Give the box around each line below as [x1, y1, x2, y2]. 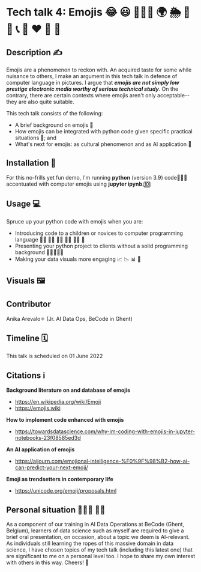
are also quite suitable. [18, 98, 75, 105]
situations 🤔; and [14, 134, 57, 141]
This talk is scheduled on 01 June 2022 [6, 352, 103, 359]
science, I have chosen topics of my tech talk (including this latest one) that [6, 546, 193, 553]
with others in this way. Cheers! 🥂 [6, 559, 89, 566]
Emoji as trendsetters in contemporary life [6, 476, 114, 483]
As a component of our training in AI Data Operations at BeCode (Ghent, [6, 521, 185, 528]
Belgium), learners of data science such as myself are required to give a [6, 527, 184, 534]
